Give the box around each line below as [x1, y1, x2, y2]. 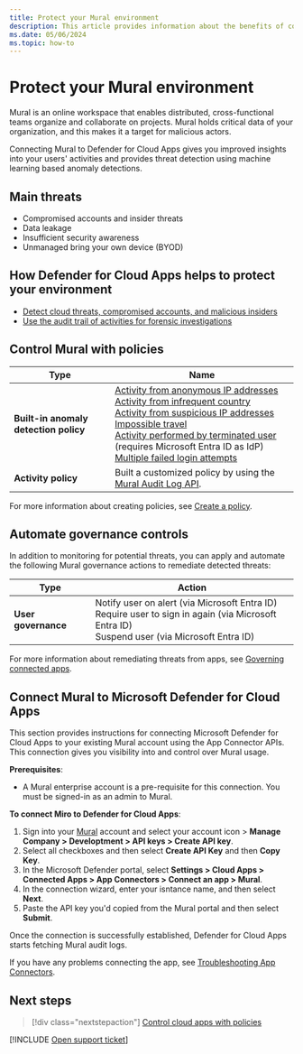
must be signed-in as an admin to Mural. [22, 791, 173, 802]
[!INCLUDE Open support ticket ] [9, 1034, 129, 1045]
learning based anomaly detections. [9, 163, 142, 174]
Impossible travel [114, 417, 188, 430]
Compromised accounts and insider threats [22, 213, 183, 224]
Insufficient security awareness [22, 232, 140, 243]
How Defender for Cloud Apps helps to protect [9, 268, 275, 283]
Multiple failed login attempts [114, 451, 238, 464]
